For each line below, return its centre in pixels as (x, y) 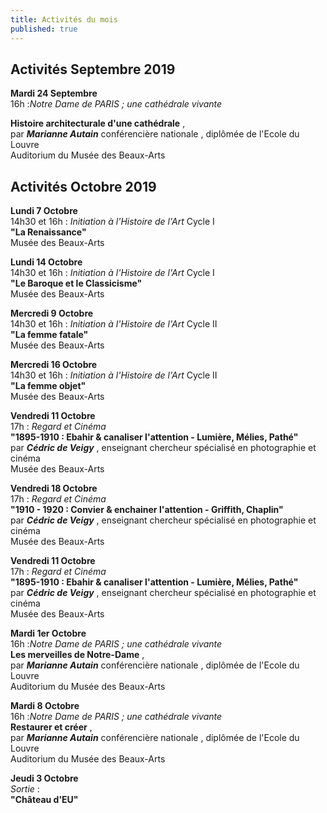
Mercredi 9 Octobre (52, 313)
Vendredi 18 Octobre (54, 488)
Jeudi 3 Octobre (44, 778)
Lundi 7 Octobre (44, 211)
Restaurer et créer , (51, 727)
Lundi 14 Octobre (46, 262)
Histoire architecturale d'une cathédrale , (98, 123)
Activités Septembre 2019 (93, 69)
